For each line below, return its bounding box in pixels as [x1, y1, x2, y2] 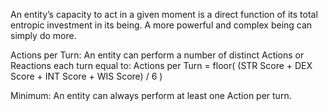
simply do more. [10, 30, 77, 41]
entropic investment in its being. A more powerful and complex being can [10, 19, 313, 31]
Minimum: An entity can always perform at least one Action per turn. [10, 90, 292, 101]
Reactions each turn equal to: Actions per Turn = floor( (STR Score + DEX [10, 60, 313, 71]
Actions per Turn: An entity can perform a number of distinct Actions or [10, 49, 305, 61]
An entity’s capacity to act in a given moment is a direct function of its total [10, 9, 318, 20]
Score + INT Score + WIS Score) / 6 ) [10, 70, 163, 82]
